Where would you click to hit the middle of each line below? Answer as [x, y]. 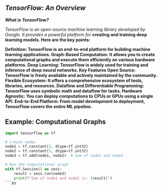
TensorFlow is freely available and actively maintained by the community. [81, 75]
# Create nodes [20, 142]
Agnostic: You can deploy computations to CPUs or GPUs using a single [79, 96]
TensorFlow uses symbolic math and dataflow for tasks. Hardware [74, 91]
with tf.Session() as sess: [34, 169]
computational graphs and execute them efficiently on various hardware [80, 59]
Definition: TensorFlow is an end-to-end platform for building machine [78, 49]
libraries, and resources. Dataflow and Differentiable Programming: [75, 86]
